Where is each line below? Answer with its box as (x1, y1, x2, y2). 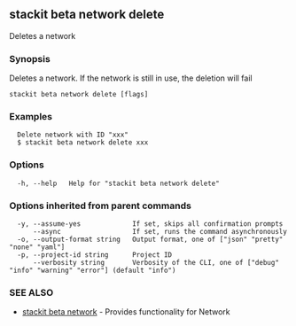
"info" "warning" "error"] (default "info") (9, 266, 176, 275)
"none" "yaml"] (9, 243, 66, 252)
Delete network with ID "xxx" (17, 130, 129, 140)
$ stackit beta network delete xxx (17, 138, 149, 147)
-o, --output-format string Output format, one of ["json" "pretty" (17, 235, 284, 244)
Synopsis (9, 52, 51, 65)
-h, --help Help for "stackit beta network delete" (17, 179, 220, 188)
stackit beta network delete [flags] (9, 90, 149, 99)
